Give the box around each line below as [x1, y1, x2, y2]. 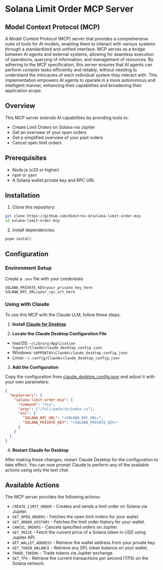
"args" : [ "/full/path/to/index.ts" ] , [18, 407, 95, 411]
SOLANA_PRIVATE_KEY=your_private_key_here [5, 285, 93, 290]
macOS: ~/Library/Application [12, 340, 76, 346]
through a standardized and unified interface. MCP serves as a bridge [5, 46, 145, 52]
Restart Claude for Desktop [12, 447, 69, 453]
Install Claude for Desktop [12, 321, 66, 327]
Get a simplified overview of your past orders [12, 134, 103, 140]
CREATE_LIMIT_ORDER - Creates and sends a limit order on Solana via [12, 504, 147, 509]
